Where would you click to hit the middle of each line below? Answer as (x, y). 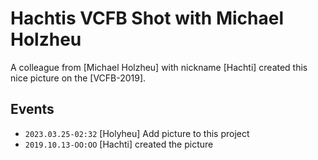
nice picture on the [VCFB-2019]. (78, 78)
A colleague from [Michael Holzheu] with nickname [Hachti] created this (159, 67)
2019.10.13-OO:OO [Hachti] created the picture (119, 144)
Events (32, 109)
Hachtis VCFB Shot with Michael (147, 18)
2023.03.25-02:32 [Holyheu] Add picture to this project (137, 133)
